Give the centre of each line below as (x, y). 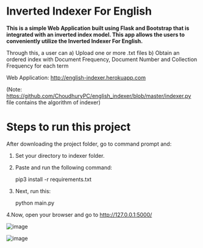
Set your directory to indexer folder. (60, 155)
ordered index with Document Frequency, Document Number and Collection (102, 59)
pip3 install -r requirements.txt (53, 179)
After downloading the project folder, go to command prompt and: (89, 144)
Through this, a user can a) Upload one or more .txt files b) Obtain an (93, 52)
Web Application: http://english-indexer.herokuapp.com (76, 77)
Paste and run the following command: (64, 167)
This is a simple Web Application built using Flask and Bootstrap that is (98, 28)
